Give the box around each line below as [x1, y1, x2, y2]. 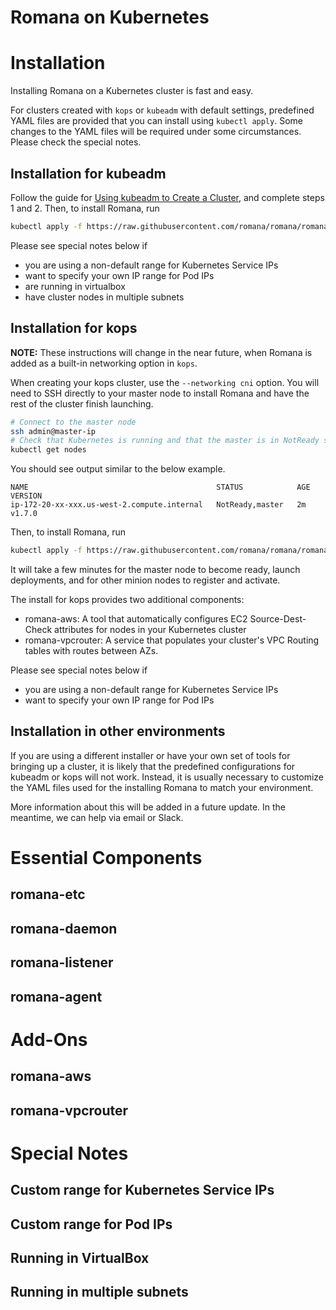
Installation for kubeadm [10, 165, 167, 182]
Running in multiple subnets [10, 1284, 189, 1301]
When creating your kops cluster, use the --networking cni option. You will [10, 376, 320, 388]
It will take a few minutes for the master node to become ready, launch [10, 564, 301, 575]
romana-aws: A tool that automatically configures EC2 [24, 613, 248, 625]
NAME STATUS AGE [10, 482, 311, 493]
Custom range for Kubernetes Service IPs [10, 1182, 275, 1199]
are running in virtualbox [24, 280, 126, 292]
